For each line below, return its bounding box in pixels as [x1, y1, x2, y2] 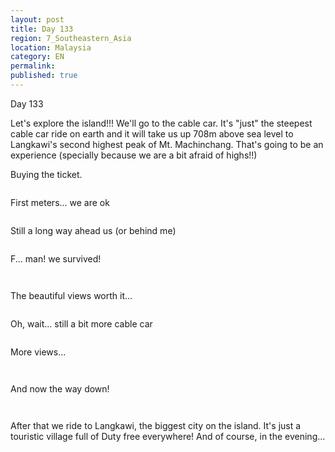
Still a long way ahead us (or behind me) [10, 224, 177, 236]
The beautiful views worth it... [10, 289, 133, 301]
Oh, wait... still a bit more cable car [10, 317, 153, 330]
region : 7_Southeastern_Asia [10, 33, 132, 43]
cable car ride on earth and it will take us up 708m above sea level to [10, 127, 294, 140]
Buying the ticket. [10, 168, 83, 180]
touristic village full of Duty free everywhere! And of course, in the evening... [10, 430, 326, 442]
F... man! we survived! [10, 252, 102, 265]
